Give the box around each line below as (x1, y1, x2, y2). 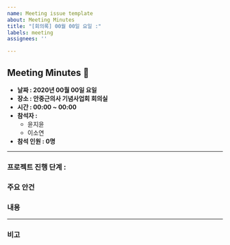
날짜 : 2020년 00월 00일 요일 (16, 86, 97, 94)
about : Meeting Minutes (7, 16, 75, 23)
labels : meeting (7, 29, 53, 36)
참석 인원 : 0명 (16, 137, 56, 145)
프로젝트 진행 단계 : (7, 162, 66, 172)
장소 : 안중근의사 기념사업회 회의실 (16, 94, 108, 103)
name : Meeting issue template (7, 10, 94, 17)
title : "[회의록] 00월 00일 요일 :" (7, 23, 101, 29)
